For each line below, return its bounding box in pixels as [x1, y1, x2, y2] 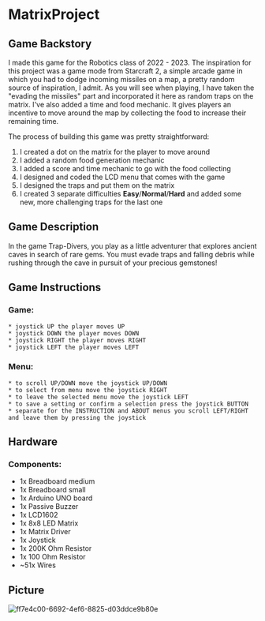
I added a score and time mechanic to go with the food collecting [19, 164, 231, 173]
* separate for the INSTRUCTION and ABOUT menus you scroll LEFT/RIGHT [8, 406, 248, 415]
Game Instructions [8, 281, 102, 294]
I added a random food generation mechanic [19, 155, 165, 165]
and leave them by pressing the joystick [8, 413, 147, 421]
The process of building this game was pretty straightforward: [8, 132, 210, 141]
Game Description [8, 220, 99, 234]
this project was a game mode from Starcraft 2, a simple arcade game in [8, 66, 243, 76]
